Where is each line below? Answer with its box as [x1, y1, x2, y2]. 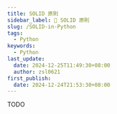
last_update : [7, 56, 45, 63]
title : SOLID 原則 [7, 10, 58, 17]
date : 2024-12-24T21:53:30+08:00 [13, 81, 111, 88]
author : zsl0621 [13, 68, 61, 75]
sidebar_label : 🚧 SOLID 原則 [7, 17, 90, 24]
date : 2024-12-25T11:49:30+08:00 [13, 62, 111, 69]
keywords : [7, 42, 36, 49]
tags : [7, 29, 23, 37]
